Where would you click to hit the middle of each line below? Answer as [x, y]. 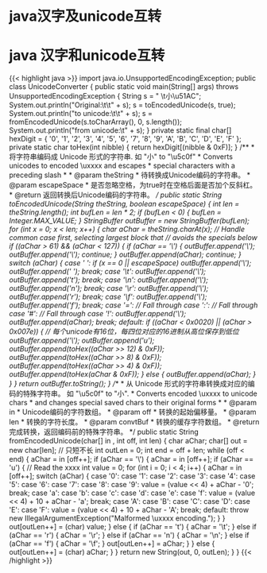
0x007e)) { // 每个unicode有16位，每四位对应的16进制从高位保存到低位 [124, 331]
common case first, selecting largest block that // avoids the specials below [133, 238]
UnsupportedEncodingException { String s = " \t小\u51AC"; [105, 96]
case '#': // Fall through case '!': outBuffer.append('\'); [98, 314]
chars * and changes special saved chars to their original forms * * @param [133, 403]
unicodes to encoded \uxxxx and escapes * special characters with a [122, 166]
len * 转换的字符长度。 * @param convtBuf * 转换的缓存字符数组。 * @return [134, 422]
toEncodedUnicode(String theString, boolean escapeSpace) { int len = [124, 204]
